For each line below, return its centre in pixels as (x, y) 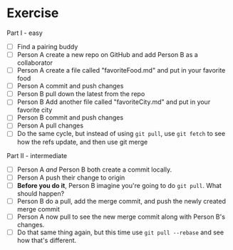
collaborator (35, 63)
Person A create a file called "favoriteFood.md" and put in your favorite (121, 71)
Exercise (33, 13)
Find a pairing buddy (47, 46)
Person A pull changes (50, 125)
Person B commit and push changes (70, 118)
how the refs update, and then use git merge (82, 142)
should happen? (41, 193)
